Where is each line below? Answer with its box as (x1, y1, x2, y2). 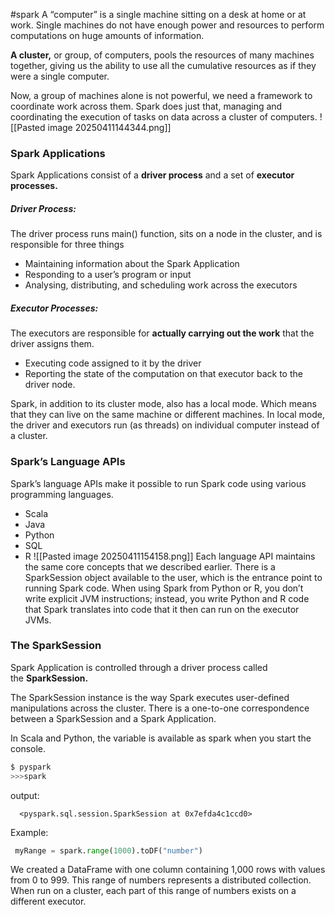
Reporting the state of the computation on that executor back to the (24, 368, 303, 380)
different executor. (10, 895, 87, 908)
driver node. (24, 379, 76, 391)
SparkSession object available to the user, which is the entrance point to (24, 571, 323, 583)
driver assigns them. (10, 338, 95, 350)
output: (10, 789, 40, 801)
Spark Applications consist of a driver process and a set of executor (10, 169, 295, 181)
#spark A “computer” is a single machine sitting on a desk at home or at (10, 9, 307, 20)
